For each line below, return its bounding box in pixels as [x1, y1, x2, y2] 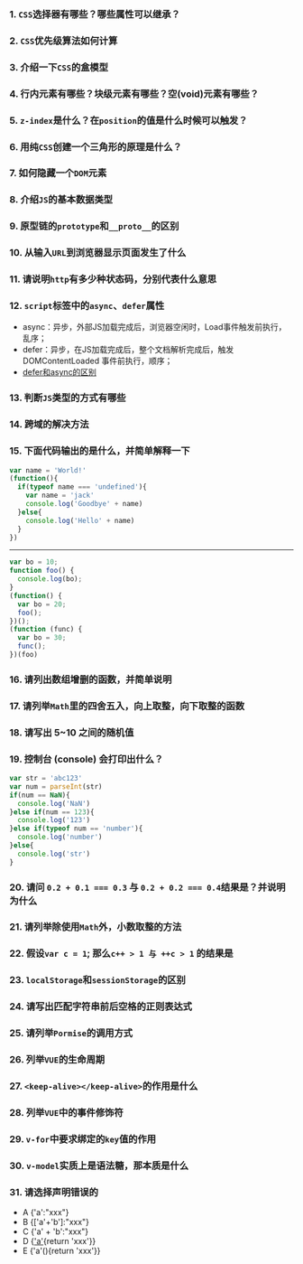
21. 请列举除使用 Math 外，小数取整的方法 [9, 921, 182, 933]
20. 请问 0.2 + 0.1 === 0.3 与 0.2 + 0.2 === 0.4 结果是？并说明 [9, 881, 286, 894]
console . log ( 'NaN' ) [17, 799, 91, 808]
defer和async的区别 [22, 367, 97, 378]
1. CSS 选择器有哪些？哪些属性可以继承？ [9, 7, 180, 20]
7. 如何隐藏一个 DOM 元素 [9, 167, 107, 180]
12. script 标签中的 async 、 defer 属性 [9, 300, 165, 313]
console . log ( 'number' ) [17, 833, 103, 842]
